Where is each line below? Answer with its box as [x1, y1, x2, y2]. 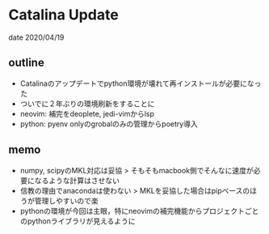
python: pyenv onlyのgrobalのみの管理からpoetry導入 [19, 119, 198, 129]
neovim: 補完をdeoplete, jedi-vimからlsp [19, 108, 155, 118]
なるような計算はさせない [34, 176, 120, 185]
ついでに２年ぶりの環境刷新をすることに [19, 99, 155, 108]
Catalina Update [8, 6, 119, 24]
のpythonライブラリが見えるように [19, 216, 136, 226]
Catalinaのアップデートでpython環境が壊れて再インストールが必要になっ [19, 79, 262, 88]
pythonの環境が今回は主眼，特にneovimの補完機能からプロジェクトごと [19, 206, 259, 215]
